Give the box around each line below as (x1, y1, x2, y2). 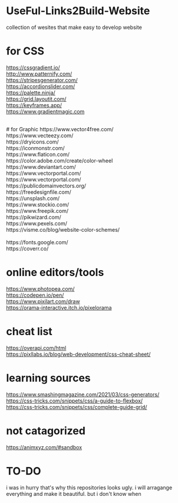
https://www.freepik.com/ (6, 207, 69, 214)
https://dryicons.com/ (6, 138, 59, 145)
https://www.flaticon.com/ (6, 151, 70, 158)
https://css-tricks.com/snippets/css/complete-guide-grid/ (6, 403, 147, 410)
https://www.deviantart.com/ (6, 163, 77, 170)
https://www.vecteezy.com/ (6, 132, 74, 139)
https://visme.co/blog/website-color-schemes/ (6, 226, 120, 233)
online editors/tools (6, 266, 104, 279)
